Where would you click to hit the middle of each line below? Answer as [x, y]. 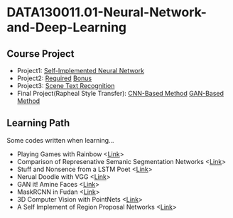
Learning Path [38, 123]
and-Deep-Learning [67, 27]
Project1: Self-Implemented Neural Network [81, 71]
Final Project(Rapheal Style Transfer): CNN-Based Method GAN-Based [120, 93]
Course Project [41, 54]
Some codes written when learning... [60, 140]
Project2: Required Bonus [54, 78]
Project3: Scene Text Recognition [66, 86]
